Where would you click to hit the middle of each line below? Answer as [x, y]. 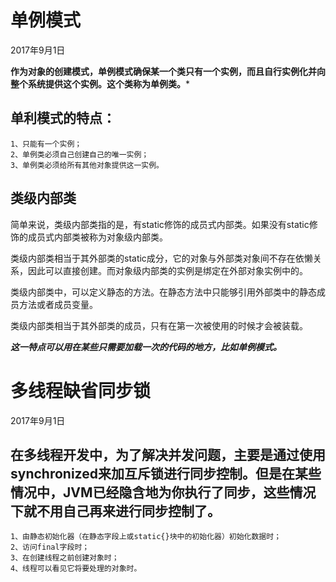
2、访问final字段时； [50, 547]
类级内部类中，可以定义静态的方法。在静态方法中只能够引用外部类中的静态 [163, 292]
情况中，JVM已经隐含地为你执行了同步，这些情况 [163, 492]
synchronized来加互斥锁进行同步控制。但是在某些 [166, 473]
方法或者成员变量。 [58, 304]
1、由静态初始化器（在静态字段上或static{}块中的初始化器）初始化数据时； [146, 537]
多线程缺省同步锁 [81, 390]
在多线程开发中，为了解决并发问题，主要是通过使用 [168, 454]
